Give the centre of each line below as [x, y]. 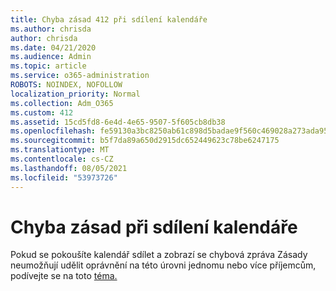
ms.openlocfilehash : [53, 131]
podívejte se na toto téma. [64, 276]
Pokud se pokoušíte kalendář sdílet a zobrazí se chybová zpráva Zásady [159, 255]
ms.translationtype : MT [60, 150]
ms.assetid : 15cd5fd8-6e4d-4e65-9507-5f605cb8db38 [118, 122]
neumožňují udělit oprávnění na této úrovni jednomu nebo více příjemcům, [163, 265]
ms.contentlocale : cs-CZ [62, 159]
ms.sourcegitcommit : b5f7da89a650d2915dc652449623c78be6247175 [145, 141]
